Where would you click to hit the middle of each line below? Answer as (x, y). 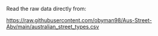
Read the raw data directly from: (46, 9)
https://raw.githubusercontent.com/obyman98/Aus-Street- (79, 20)
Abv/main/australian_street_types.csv (53, 27)
